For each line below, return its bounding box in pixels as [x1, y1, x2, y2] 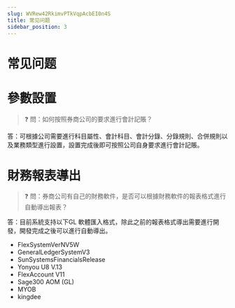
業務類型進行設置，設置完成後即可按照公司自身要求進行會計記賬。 [13, 141, 204, 149]
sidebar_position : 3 [7, 23, 68, 30]
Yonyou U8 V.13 [17, 263, 63, 272]
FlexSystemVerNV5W [17, 241, 80, 249]
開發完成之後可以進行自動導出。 [19, 227, 112, 235]
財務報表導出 [7, 167, 82, 183]
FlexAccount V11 [17, 270, 65, 279]
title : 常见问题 [7, 17, 50, 24]
